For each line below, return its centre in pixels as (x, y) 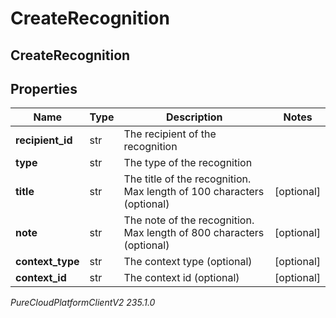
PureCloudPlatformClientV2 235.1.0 (83, 303)
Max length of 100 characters (194, 192)
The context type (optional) (188, 262)
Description (194, 117)
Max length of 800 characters (194, 233)
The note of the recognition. (189, 220)
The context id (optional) (181, 278)
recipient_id (44, 140)
